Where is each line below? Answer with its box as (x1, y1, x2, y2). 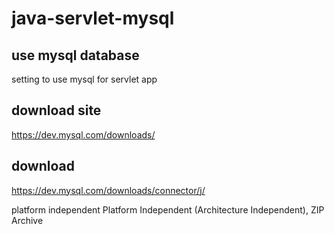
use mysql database (11, 47, 140, 64)
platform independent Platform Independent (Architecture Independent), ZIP (11, 203, 325, 216)
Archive (11, 214, 44, 226)
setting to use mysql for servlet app (11, 73, 158, 85)
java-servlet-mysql (11, 7, 175, 30)
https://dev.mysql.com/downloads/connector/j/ (11, 184, 206, 196)
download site (11, 102, 102, 119)
